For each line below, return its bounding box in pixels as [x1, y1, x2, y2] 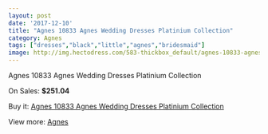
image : [8, 49, 30, 57]
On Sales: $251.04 [8, 86, 70, 96]
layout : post [8, 11, 52, 20]
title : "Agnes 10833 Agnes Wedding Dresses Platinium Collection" [8, 26, 234, 34]
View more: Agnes [8, 117, 69, 126]
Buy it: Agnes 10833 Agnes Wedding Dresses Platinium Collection [8, 101, 225, 111]
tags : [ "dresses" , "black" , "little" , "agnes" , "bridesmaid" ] [8, 41, 205, 49]
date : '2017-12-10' [8, 19, 73, 27]
